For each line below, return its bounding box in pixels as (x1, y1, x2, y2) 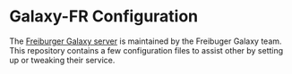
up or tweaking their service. (9, 54, 116, 65)
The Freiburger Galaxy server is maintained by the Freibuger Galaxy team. (9, 36, 282, 46)
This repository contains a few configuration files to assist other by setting (9, 45, 284, 55)
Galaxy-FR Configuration (9, 6, 199, 27)
